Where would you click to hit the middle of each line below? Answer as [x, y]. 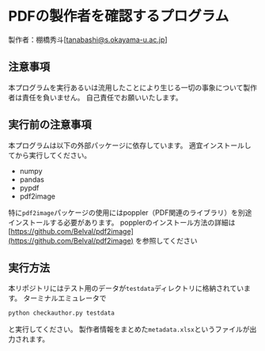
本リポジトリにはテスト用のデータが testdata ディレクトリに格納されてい [126, 289]
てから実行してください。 [50, 155]
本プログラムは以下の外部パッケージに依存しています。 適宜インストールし [130, 145]
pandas [32, 179]
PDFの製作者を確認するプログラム [119, 16]
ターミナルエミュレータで [65, 298]
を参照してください [167, 240]
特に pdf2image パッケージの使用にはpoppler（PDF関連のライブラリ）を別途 [130, 212]
